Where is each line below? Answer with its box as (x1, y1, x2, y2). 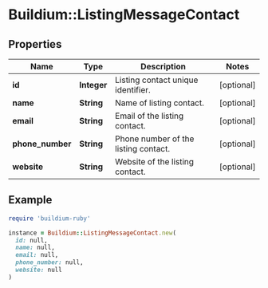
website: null (15, 266, 62, 274)
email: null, (15, 251, 59, 259)
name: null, (15, 243, 56, 252)
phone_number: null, (15, 258, 84, 266)
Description (140, 61, 186, 72)
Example (8, 193, 53, 207)
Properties (8, 37, 62, 51)
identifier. (115, 85, 152, 95)
